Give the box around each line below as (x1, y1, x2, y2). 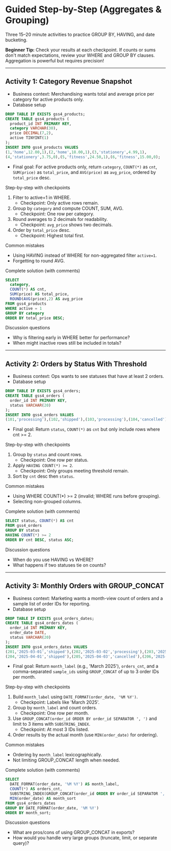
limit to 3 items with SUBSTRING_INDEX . (12, 721, 91, 727)
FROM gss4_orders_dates (5, 800, 56, 806)
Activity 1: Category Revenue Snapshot (5, 77, 132, 86)
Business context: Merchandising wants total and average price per (12, 91, 154, 97)
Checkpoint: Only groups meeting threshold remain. (20, 468, 129, 474)
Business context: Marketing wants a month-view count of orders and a (12, 595, 163, 601)
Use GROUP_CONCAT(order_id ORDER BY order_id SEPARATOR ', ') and (12, 715, 157, 722)
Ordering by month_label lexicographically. (12, 752, 102, 758)
